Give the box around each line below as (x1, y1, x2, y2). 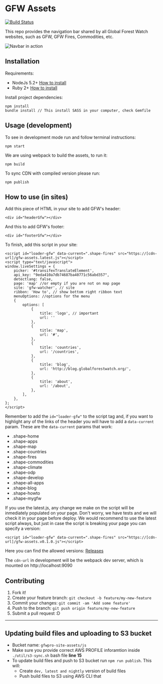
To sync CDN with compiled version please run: (5, 170, 100, 176)
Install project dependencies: (5, 94, 63, 100)
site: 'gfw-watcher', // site (14, 285, 75, 290)
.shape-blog (12, 485, 37, 491)
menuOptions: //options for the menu (14, 294, 90, 299)
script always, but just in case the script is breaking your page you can (5, 521, 147, 526)
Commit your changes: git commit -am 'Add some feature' (12, 600, 131, 606)
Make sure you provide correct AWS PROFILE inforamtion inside (12, 647, 140, 653)
